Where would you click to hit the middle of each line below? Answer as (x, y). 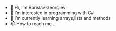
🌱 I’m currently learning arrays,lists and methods (60, 18)
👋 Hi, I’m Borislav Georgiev (38, 8)
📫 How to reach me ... (33, 24)
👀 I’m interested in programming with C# (52, 13)
